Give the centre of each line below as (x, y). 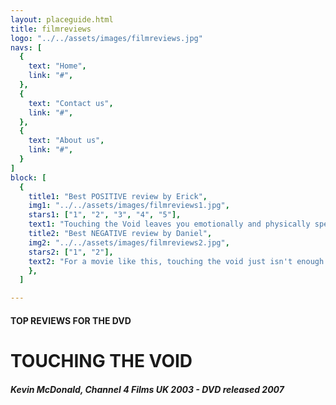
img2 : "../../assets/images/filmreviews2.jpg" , (129, 242)
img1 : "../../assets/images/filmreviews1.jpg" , (129, 206)
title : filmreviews (51, 29)
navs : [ (26, 47)
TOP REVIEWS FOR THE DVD (71, 320)
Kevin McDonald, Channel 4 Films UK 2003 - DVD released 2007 (147, 389)
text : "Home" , (57, 66)
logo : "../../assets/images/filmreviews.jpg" (106, 38)
